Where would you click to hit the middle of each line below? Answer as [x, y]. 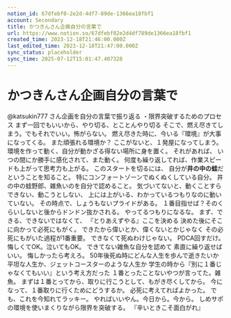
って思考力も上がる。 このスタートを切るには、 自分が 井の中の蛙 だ [127, 168]
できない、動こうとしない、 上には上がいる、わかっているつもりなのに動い [114, 194]
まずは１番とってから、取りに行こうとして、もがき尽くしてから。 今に [122, 281]
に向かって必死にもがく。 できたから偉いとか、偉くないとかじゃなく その [112, 229]
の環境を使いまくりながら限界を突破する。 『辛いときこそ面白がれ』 [105, 308]
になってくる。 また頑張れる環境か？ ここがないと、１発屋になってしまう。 [115, 142]
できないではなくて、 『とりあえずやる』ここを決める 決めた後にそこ [124, 221]
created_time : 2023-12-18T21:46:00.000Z [67, 40]
